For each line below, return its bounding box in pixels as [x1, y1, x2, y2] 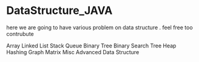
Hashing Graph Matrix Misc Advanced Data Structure [6, 48, 140, 55]
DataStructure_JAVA [6, 4, 113, 18]
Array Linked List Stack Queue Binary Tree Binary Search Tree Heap [6, 42, 177, 49]
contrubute [6, 30, 35, 37]
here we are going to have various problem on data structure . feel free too [6, 24, 193, 31]
